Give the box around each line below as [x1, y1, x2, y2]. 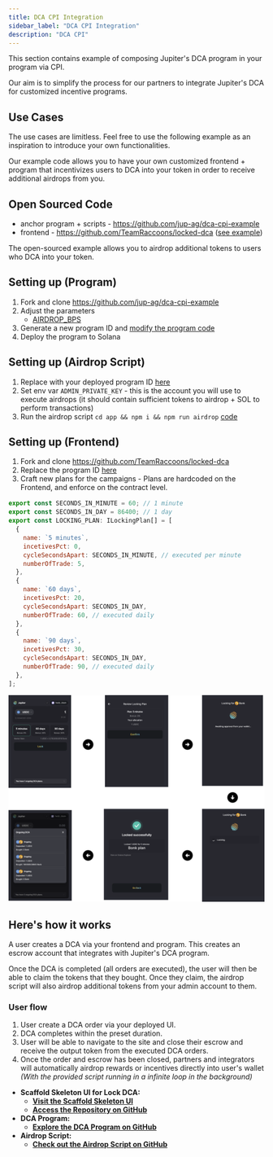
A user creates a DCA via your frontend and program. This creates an [8, 940, 240, 949]
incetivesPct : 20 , [23, 594, 85, 603]
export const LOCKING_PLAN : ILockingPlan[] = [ [8, 517, 173, 525]
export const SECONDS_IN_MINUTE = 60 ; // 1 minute [8, 499, 184, 508]
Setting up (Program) [8, 275, 117, 289]
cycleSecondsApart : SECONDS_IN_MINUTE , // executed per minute [23, 550, 242, 559]
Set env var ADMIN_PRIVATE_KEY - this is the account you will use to [19, 385, 241, 395]
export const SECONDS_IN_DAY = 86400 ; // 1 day [8, 508, 173, 516]
